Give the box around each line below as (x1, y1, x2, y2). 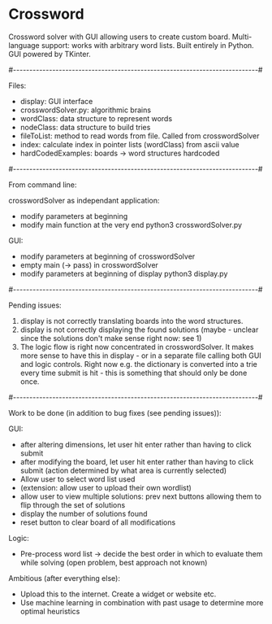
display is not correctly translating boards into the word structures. (19, 316, 244, 325)
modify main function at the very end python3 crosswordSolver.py (19, 220, 242, 229)
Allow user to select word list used (19, 473, 136, 484)
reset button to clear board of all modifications (19, 517, 176, 527)
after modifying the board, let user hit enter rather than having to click (19, 456, 254, 466)
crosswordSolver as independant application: (8, 195, 160, 205)
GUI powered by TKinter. (8, 49, 91, 59)
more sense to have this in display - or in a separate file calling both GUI (19, 351, 261, 360)
